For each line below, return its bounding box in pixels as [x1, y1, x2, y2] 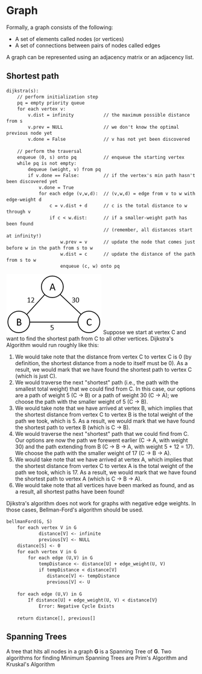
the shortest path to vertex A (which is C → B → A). [14, 475, 142, 482]
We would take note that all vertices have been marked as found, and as [14, 481, 195, 488]
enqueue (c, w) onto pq [60, 263, 120, 269]
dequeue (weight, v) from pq [28, 166, 101, 172]
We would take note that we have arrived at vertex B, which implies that [14, 404, 193, 412]
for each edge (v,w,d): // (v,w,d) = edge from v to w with [38, 190, 196, 196]
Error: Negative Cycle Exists [38, 603, 115, 609]
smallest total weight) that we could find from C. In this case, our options [14, 385, 196, 392]
